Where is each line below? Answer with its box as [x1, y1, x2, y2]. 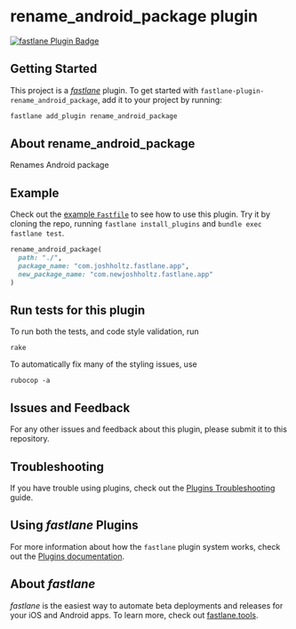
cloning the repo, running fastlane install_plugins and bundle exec [10, 219, 262, 229]
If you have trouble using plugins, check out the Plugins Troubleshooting [10, 482, 276, 494]
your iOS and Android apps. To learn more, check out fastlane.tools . [10, 609, 259, 620]
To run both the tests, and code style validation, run [10, 326, 199, 337]
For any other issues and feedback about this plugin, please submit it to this [10, 424, 288, 434]
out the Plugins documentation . [10, 551, 125, 561]
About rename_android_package [10, 136, 196, 152]
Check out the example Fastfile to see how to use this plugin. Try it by [10, 209, 270, 219]
